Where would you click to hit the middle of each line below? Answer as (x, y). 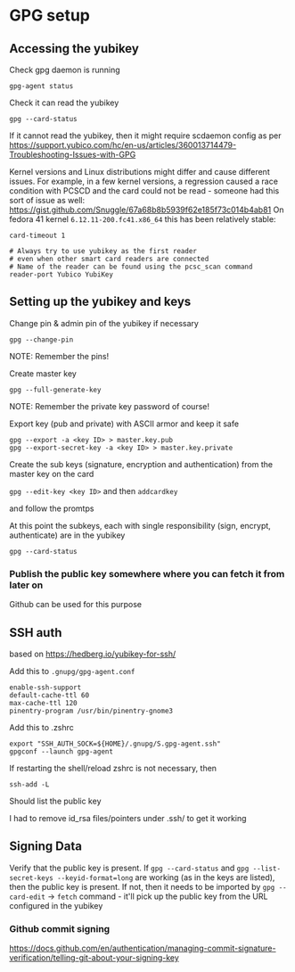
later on (26, 585)
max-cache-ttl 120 (43, 703)
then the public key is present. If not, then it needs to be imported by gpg (142, 886)
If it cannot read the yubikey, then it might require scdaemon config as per (146, 136)
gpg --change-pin (41, 340)
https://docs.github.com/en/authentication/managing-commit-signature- (143, 948)
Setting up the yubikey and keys (100, 302)
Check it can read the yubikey (64, 103)
